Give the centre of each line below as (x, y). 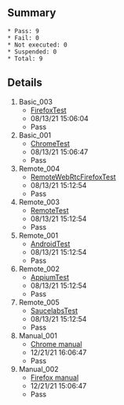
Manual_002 (39, 369)
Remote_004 (39, 168)
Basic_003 (35, 101)
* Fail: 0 (24, 38)
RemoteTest (49, 210)
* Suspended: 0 (32, 52)
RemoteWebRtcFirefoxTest (73, 177)
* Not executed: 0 (37, 45)
